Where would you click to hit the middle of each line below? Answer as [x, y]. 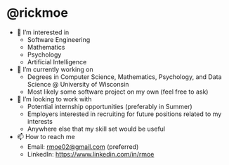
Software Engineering [59, 39]
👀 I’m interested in [43, 32]
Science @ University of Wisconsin [78, 84]
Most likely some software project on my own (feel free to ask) [118, 92]
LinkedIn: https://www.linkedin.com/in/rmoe [91, 154]
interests [40, 121]
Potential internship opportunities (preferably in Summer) [110, 106]
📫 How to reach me [46, 136]
